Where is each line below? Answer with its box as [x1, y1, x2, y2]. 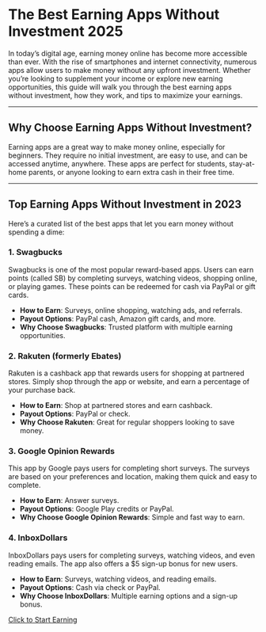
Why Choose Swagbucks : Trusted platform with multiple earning [19, 322, 234, 332]
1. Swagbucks [8, 247, 63, 258]
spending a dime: [8, 227, 65, 237]
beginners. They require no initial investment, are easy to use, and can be [8, 150, 248, 160]
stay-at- [229, 158, 256, 168]
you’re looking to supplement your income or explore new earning [8, 74, 223, 83]
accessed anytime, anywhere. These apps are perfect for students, [8, 158, 228, 168]
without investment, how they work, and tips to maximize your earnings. [8, 90, 243, 100]
